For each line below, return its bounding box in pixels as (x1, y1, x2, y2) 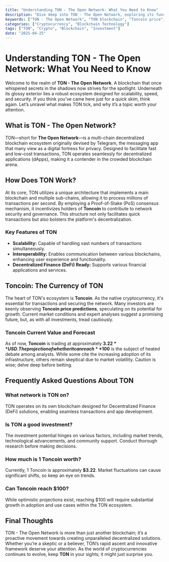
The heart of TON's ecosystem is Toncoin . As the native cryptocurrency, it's (5, 295, 163, 301)
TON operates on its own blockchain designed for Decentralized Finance (5, 403, 156, 409)
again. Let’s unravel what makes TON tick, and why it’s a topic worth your (5, 101, 157, 107)
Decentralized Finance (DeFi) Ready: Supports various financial (12, 262, 147, 268)
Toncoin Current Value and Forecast (5, 329, 96, 336)
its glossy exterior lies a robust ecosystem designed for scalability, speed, (5, 90, 158, 96)
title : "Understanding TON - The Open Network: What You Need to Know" (5, 7, 158, 13)
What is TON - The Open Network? (5, 121, 116, 130)
